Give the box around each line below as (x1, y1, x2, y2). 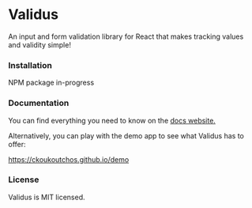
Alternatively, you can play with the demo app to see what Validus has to (8, 130, 245, 140)
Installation (8, 59, 53, 70)
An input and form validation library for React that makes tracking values (8, 32, 244, 41)
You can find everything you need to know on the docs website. (8, 115, 216, 125)
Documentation (8, 97, 70, 108)
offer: (8, 139, 26, 149)
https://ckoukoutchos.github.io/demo (8, 154, 130, 164)
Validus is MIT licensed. (8, 192, 85, 202)
